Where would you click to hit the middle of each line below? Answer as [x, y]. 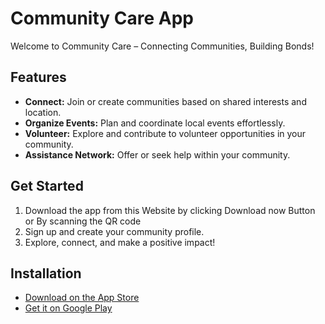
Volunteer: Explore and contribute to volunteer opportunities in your [165, 133]
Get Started [47, 186]
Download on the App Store [82, 298]
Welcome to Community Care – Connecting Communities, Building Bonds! [162, 46]
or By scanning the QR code [83, 221]
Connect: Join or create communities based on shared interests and [165, 101]
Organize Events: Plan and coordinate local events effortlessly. [155, 123]
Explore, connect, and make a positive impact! [120, 242]
